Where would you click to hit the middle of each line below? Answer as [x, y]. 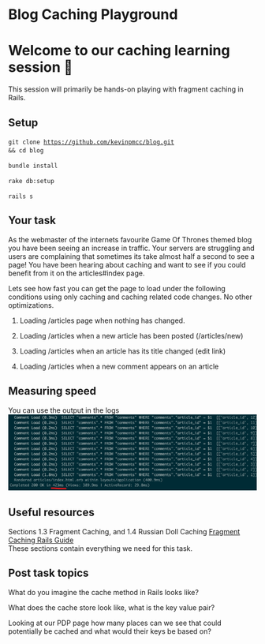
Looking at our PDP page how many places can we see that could [115, 623]
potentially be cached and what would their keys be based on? [110, 631]
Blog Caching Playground [93, 15]
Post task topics [49, 573]
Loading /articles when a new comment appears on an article [119, 366]
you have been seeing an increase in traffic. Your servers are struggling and [131, 248]
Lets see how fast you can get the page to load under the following [117, 288]
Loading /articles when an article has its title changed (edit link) [123, 351]
